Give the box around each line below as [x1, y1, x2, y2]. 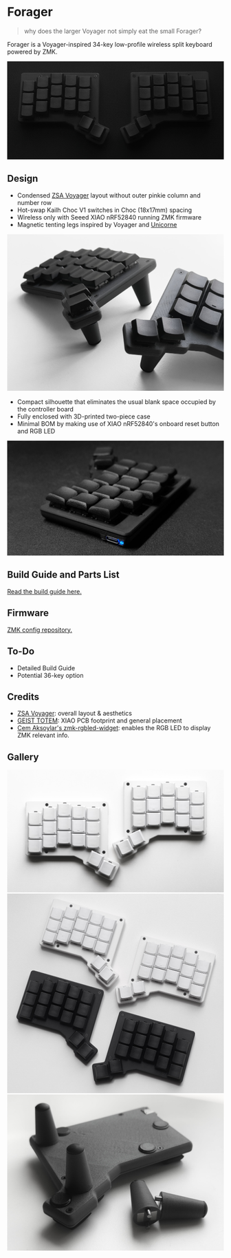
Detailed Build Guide [16, 663, 76, 672]
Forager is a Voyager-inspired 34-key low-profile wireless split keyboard [7, 40, 213, 48]
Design [7, 173, 38, 184]
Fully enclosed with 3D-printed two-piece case [16, 412, 151, 420]
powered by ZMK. [7, 47, 58, 56]
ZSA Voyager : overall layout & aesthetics [16, 710, 133, 718]
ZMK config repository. [7, 626, 73, 634]
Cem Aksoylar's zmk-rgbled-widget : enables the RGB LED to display [16, 724, 211, 732]
